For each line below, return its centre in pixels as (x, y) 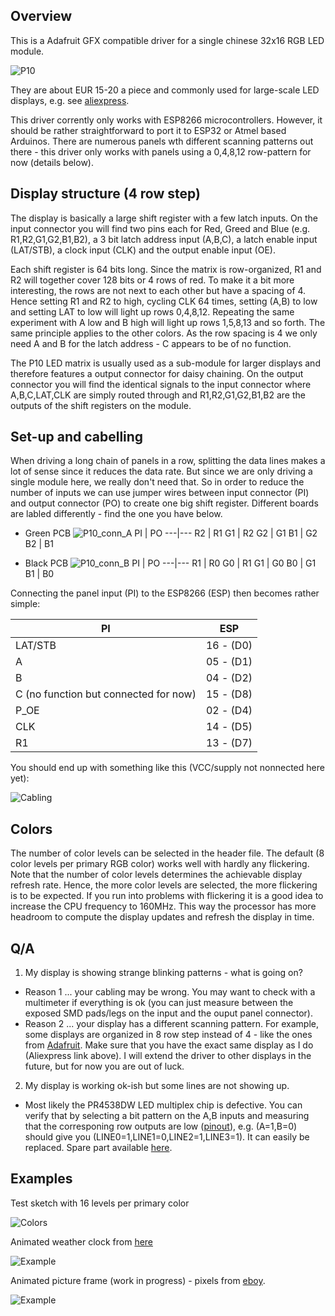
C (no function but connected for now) (106, 694)
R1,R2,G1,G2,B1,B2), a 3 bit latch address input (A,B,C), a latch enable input (164, 239)
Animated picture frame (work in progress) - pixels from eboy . (138, 1280)
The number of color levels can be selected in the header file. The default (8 (167, 853)
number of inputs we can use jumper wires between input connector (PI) (160, 493)
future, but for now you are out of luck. (104, 1066)
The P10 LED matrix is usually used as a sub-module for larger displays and (165, 363)
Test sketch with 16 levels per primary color (100, 1203)
